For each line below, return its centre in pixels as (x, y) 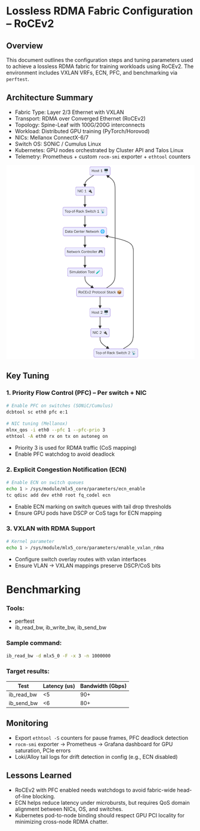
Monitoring (27, 723)
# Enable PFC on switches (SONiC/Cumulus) (60, 406)
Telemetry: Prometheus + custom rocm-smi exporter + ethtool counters (103, 156)
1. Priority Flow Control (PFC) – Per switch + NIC (76, 393)
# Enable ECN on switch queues (45, 482)
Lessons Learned (39, 776)
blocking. (44, 796)
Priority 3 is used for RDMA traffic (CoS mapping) (76, 447)
